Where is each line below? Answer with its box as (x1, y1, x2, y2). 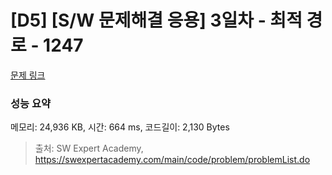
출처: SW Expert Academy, (34, 142, 144, 155)
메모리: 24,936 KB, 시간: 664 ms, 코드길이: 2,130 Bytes (10, 121, 230, 133)
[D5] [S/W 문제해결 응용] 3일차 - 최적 (10, 9, 303, 32)
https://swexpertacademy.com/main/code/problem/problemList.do (34, 154, 311, 166)
